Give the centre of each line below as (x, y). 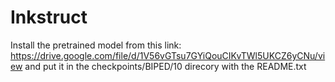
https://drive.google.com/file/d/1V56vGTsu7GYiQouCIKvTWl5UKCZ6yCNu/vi (168, 55)
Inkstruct (49, 17)
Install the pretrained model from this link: (96, 45)
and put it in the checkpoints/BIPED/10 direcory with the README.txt (165, 66)
